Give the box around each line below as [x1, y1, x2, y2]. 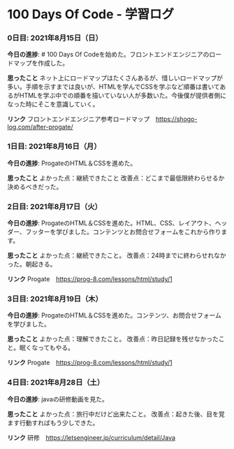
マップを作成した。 [13, 59, 68, 67]
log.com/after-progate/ [7, 123, 73, 131]
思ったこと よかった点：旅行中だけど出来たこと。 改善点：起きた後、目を [7, 410, 219, 418]
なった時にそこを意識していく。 [7, 100, 99, 108]
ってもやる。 [37, 343, 75, 352]
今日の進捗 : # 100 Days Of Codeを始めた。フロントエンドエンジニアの [7, 50, 210, 59]
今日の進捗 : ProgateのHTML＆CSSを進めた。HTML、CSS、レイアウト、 [7, 219, 215, 227]
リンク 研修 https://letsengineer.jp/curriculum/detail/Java [7, 433, 176, 441]
